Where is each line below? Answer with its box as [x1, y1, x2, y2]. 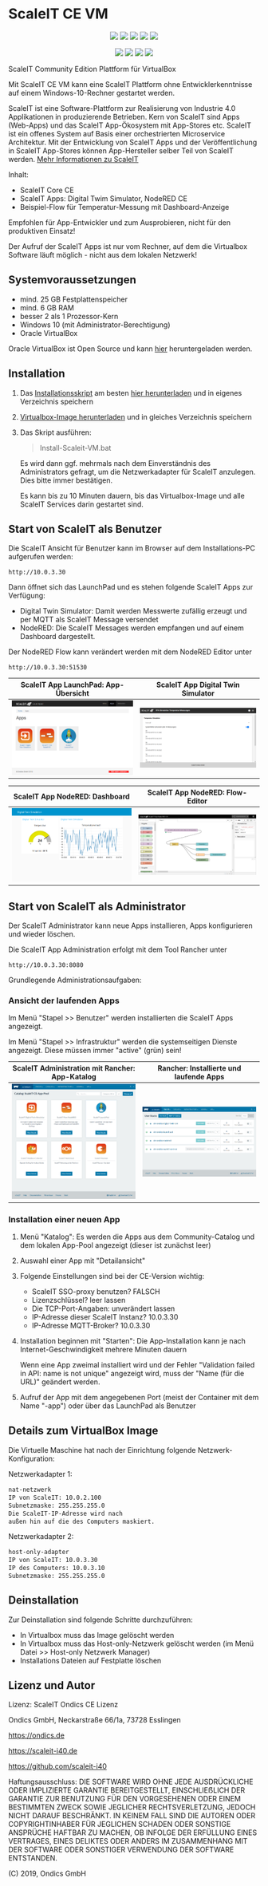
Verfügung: [8, 591, 45, 601]
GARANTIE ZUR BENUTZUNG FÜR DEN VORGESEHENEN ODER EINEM [8, 1794, 242, 1804]
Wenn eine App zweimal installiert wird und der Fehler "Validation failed [19, 1359, 255, 1369]
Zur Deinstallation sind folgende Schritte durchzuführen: [8, 1615, 193, 1624]
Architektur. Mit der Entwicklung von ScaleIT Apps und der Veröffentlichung [8, 137, 258, 147]
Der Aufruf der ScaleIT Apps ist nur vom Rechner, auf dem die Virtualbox [8, 241, 248, 251]
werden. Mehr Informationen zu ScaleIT [8, 154, 139, 164]
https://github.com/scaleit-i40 [8, 1762, 108, 1771]
